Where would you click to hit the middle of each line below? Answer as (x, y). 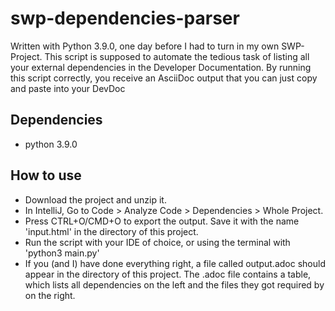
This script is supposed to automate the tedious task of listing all (177, 56)
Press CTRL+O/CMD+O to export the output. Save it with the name (162, 221)
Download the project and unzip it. (95, 199)
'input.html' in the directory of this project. (111, 231)
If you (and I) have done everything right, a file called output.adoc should (175, 263)
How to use (46, 175)
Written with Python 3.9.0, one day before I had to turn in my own (145, 46)
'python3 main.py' (62, 253)
